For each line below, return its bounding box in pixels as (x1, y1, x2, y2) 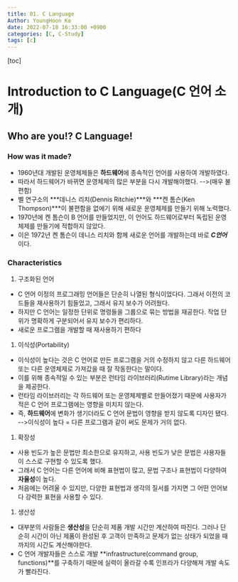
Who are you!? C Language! (7, 129, 133, 142)
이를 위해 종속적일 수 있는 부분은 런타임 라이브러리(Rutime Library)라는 (17, 374, 215, 382)
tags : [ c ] (7, 37, 37, 44)
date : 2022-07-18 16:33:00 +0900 (7, 23, 107, 31)
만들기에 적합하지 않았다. (36, 222, 105, 230)
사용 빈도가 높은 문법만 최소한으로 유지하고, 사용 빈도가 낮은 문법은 (17, 448, 202, 457)
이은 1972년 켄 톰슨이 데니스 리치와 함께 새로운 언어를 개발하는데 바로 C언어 (17, 231, 227, 239)
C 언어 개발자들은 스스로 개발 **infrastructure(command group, (17, 549, 199, 559)
